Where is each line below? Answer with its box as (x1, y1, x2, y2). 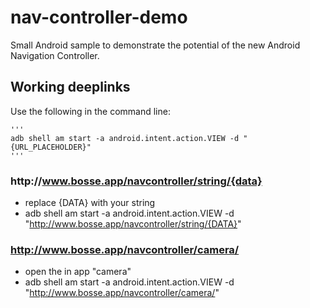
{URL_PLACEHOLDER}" (10, 142, 92, 152)
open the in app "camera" (24, 266, 132, 278)
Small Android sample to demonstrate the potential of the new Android (10, 39, 301, 51)
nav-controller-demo (10, 6, 188, 29)
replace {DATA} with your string (24, 197, 156, 209)
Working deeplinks (10, 79, 131, 96)
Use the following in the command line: (10, 105, 171, 117)
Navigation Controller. (10, 49, 100, 61)
